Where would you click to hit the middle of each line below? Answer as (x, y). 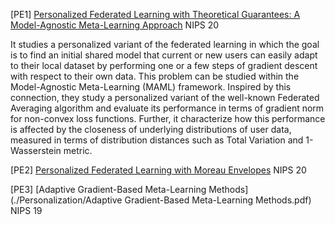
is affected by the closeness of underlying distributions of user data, (151, 129)
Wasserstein (36, 150)
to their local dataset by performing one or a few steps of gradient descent (164, 65)
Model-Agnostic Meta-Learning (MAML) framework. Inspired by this (151, 87)
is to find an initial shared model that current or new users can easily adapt (164, 55)
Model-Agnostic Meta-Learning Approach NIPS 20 (115, 25)
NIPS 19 (26, 210)
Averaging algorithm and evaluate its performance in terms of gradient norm (167, 108)
